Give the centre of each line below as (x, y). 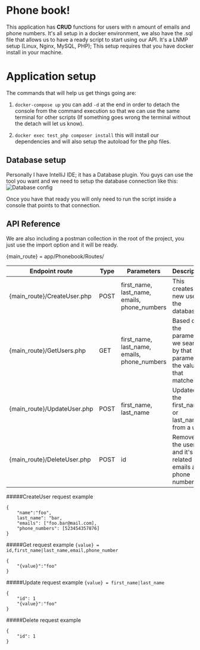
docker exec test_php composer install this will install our (87, 135)
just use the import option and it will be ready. (62, 245)
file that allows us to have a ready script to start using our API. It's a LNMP (97, 39)
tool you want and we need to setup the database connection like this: (92, 181)
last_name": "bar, (40, 518)
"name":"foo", (34, 513)
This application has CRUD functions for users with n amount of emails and (98, 27)
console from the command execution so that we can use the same (97, 110)
